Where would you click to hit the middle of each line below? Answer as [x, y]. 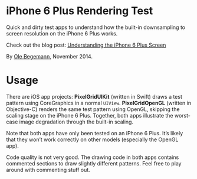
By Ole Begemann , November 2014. [50, 56]
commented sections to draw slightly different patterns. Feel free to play [94, 163]
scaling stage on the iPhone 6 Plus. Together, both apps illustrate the [90, 115]
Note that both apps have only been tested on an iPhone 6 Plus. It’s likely [95, 133]
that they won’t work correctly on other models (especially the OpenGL [92, 139]
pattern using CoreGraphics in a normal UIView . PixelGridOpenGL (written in [99, 103]
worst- [182, 115]
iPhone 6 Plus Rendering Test [80, 11]
